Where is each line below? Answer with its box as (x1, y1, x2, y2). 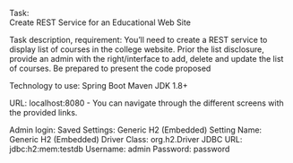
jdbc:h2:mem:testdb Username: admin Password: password (9, 143, 230, 154)
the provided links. (9, 107, 78, 117)
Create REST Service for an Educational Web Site (9, 17, 191, 28)
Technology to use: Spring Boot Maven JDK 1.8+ (9, 81, 188, 90)
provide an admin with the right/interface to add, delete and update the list (9, 54, 284, 64)
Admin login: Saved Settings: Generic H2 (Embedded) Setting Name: (9, 124, 263, 135)
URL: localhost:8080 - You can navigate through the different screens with (9, 98, 284, 108)
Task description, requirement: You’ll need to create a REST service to (9, 35, 268, 45)
